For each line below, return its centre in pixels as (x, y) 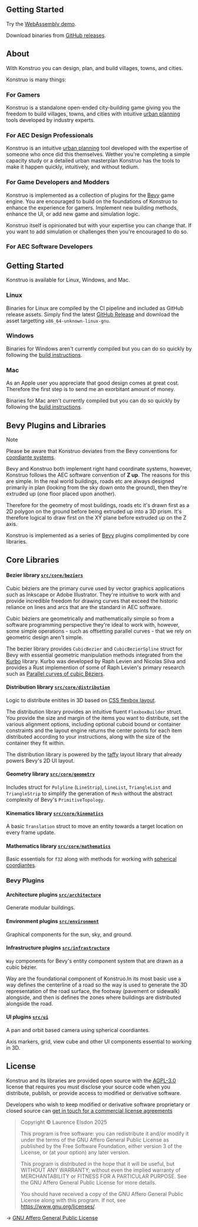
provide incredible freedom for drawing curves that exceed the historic (92, 601)
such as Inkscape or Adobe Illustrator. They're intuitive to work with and (93, 594)
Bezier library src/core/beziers (45, 575)
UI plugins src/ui (27, 1017)
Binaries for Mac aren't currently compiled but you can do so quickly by (93, 401)
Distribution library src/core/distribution (58, 687)
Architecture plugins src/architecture (54, 894)
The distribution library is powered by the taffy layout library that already (94, 754)
